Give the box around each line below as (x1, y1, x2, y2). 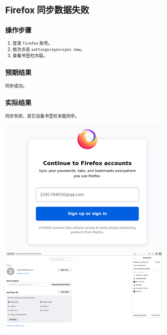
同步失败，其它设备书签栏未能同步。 (5, 112, 80, 118)
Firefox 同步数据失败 (5, 4, 90, 16)
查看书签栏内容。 (12, 53, 48, 58)
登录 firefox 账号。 (12, 40, 53, 46)
